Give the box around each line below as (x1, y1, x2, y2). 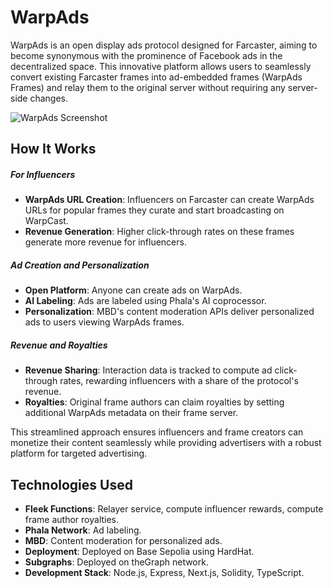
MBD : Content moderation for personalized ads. (24, 535, 223, 547)
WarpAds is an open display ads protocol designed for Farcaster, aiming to (10, 39, 318, 51)
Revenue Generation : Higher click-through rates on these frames (24, 226, 295, 238)
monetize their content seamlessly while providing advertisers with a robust (10, 437, 322, 449)
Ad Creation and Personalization (10, 259, 150, 271)
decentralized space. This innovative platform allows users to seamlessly (10, 60, 312, 72)
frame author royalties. (24, 514, 120, 526)
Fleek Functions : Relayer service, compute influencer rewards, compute (24, 503, 324, 515)
